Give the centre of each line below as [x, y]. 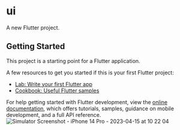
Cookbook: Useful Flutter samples [57, 90]
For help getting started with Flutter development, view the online [87, 102]
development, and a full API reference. [54, 114]
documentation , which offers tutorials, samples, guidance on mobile [90, 108]
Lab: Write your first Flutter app [54, 84]
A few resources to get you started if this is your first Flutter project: [90, 72]
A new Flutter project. [33, 28]
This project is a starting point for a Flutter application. [73, 61]
